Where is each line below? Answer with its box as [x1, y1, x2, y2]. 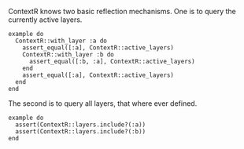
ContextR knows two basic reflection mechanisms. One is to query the [8, 7, 236, 16]
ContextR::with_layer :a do [15, 37, 108, 45]
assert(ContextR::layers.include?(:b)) [15, 128, 146, 136]
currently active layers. [8, 15, 83, 24]
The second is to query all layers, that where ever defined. [8, 99, 198, 108]
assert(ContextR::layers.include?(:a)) [15, 121, 146, 129]
